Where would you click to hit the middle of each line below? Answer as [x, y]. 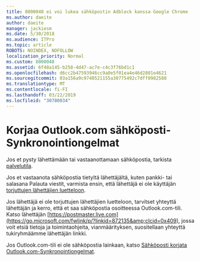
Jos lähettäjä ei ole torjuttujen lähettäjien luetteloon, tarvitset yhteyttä [91, 201]
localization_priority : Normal [45, 56]
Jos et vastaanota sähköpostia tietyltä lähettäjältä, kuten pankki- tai [89, 177]
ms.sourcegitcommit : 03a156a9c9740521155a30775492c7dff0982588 [87, 78]
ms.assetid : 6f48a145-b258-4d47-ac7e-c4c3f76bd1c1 [70, 67]
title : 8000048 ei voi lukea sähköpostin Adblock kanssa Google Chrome [97, 12]
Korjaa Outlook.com [57, 130]
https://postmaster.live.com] [84, 214]
